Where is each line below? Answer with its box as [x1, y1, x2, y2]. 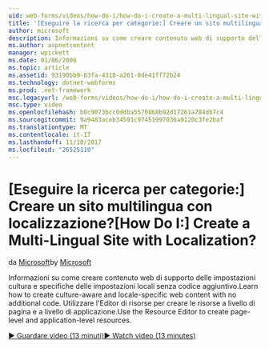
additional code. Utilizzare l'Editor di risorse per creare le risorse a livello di [8, 298, 255, 308]
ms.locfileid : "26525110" [8, 146, 94, 154]
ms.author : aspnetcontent [8, 42, 94, 50]
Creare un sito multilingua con [8, 197, 213, 215]
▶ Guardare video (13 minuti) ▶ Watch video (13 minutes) [8, 331, 196, 341]
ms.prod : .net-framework [8, 86, 91, 94]
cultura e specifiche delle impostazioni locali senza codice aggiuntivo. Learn [8, 282, 259, 291]
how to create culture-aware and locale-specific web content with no [8, 290, 237, 300]
